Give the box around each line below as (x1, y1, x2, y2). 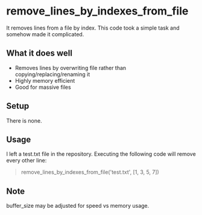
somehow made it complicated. (6, 30, 84, 37)
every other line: (6, 157, 47, 164)
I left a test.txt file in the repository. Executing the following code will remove (6, 150, 196, 158)
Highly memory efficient (14, 77, 75, 84)
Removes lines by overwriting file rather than (14, 64, 127, 71)
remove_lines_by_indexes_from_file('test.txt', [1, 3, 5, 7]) (21, 168, 160, 176)
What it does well (6, 48, 72, 59)
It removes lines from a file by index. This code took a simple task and (6, 24, 180, 31)
